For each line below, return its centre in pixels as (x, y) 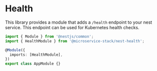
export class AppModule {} (33, 64)
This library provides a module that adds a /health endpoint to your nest (78, 22)
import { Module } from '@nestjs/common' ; (49, 36)
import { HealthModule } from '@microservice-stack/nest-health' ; (75, 41)
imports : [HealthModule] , (36, 55)
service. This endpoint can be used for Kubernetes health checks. (72, 27)
